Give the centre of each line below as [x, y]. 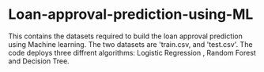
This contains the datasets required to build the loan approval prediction [125, 36]
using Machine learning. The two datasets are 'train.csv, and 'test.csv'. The [130, 44]
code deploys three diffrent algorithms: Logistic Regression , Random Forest [132, 52]
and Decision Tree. [39, 61]
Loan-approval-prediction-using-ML [131, 14]
